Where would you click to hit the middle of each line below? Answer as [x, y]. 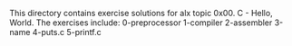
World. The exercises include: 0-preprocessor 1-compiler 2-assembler [141, 23]
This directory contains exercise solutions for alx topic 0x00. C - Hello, [141, 13]
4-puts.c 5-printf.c [67, 32]
